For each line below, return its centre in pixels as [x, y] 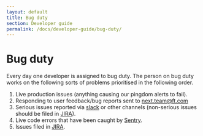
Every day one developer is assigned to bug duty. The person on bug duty [100, 76]
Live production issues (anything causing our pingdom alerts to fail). [101, 95]
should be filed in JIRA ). [45, 114]
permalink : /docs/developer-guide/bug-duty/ [64, 29]
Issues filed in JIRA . [40, 127]
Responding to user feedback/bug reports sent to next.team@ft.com [101, 101]
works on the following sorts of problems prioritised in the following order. [100, 82]
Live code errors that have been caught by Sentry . [79, 120]
